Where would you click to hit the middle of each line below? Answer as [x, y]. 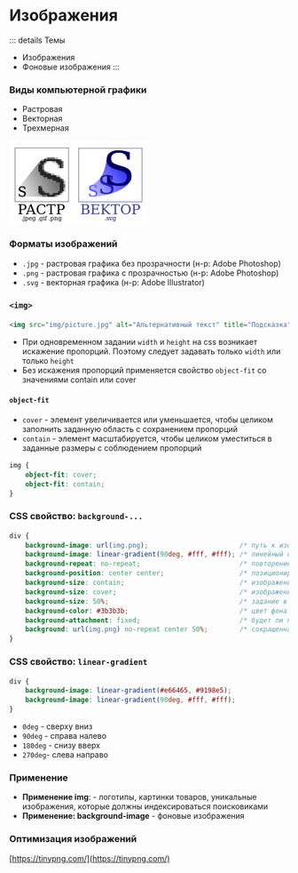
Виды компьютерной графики [78, 90]
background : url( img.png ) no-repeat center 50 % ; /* [137, 629]
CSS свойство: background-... [76, 517]
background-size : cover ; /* [137, 592]
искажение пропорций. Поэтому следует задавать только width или [151, 351]
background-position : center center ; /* [137, 573]
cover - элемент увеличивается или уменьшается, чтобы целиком [147, 420]
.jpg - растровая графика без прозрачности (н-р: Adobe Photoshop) [152, 263]
